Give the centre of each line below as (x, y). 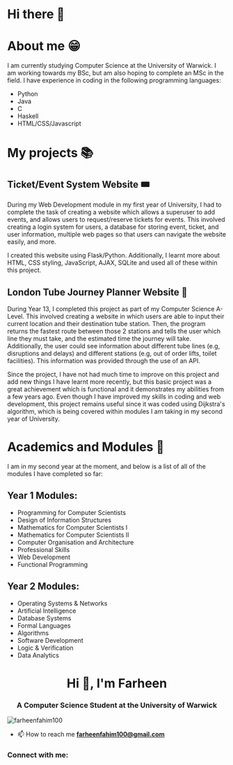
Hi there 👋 (36, 14)
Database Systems (44, 618)
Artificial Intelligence (47, 611)
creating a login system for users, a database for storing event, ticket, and (113, 227)
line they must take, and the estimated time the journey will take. (99, 339)
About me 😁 (44, 46)
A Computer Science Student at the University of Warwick (117, 705)
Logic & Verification (46, 648)
